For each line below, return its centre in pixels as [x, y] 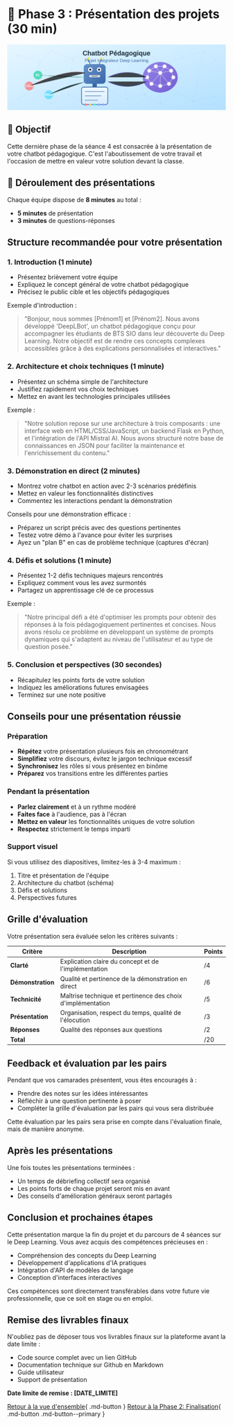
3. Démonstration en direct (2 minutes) [74, 470]
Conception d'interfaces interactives [69, 1277]
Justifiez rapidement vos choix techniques [78, 389]
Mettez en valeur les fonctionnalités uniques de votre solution [106, 821]
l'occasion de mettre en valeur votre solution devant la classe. [96, 161]
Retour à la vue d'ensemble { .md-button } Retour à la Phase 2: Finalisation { [114, 1407]
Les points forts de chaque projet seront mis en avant [94, 1188]
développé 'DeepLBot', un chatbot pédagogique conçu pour [110, 327]
